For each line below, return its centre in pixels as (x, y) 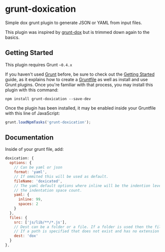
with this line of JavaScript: (33, 113)
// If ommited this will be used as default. (61, 176)
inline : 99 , (30, 199)
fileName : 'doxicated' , (38, 181)
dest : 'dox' (26, 236)
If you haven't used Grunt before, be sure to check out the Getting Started (80, 74)
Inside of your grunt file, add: (34, 149)
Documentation (29, 138)
